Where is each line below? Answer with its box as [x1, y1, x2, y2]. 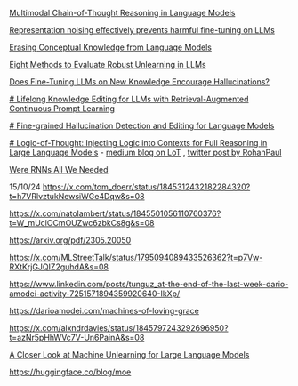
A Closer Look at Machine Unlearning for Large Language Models [9, 350, 250, 359]
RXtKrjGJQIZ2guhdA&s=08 [9, 261, 109, 272]
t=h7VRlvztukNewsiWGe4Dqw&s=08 [9, 191, 145, 201]
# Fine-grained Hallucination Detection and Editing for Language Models [9, 120, 275, 131]
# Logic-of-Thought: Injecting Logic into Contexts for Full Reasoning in [9, 138, 268, 148]
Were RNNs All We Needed [9, 165, 109, 174]
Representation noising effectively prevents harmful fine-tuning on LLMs [9, 25, 276, 35]
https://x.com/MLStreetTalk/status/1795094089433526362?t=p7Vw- [9, 253, 263, 262]
